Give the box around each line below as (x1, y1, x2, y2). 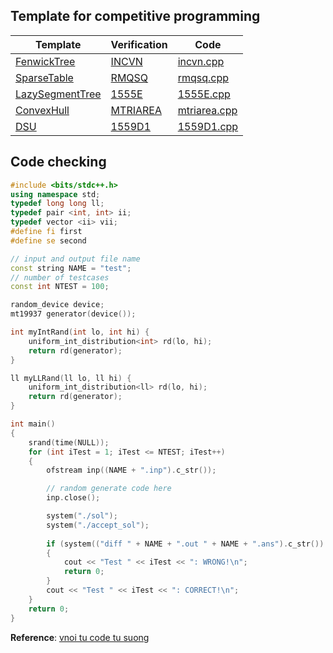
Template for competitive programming (10, 8, 261, 25)
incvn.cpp (177, 54, 225, 68)
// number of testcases (10, 272, 110, 283)
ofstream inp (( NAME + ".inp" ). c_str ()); (46, 465, 217, 476)
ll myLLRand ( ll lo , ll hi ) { (10, 373, 132, 383)
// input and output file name (10, 254, 141, 264)
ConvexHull (15, 103, 70, 117)
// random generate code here (46, 484, 172, 494)
